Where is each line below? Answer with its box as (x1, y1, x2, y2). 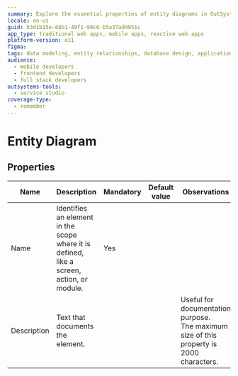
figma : (7, 43, 27, 50)
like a (56, 256, 74, 266)
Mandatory (103, 187, 142, 197)
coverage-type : (7, 96, 52, 104)
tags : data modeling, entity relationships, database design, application (7, 50, 233, 57)
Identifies (56, 203, 88, 213)
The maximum (180, 321, 228, 331)
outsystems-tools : (7, 83, 62, 90)
